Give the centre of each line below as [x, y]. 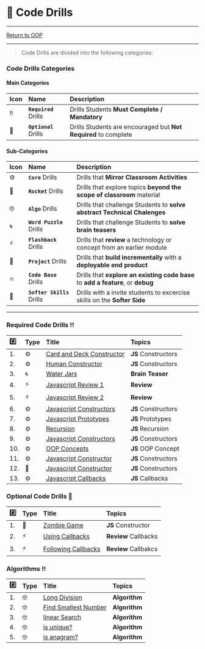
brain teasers [96, 230]
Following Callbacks [72, 549]
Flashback [42, 240]
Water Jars [61, 374]
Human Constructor [74, 364]
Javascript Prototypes [77, 419]
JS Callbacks [149, 478]
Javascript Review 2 [75, 397]
